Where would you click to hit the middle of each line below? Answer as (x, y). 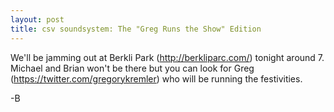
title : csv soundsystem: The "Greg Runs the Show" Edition (136, 29)
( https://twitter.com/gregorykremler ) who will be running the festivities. (156, 78)
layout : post (37, 19)
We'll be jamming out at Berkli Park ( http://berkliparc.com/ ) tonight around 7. (167, 57)
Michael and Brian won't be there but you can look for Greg (132, 68)
